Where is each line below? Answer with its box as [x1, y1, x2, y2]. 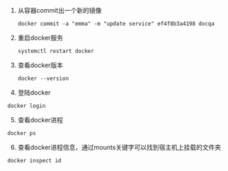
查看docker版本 [17, 61, 64, 69]
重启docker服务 [17, 34, 64, 42]
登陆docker [17, 88, 51, 97]
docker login [7, 102, 46, 110]
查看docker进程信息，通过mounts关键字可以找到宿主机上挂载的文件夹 [17, 143, 222, 151]
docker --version [17, 75, 69, 82]
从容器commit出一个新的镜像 [17, 6, 102, 14]
